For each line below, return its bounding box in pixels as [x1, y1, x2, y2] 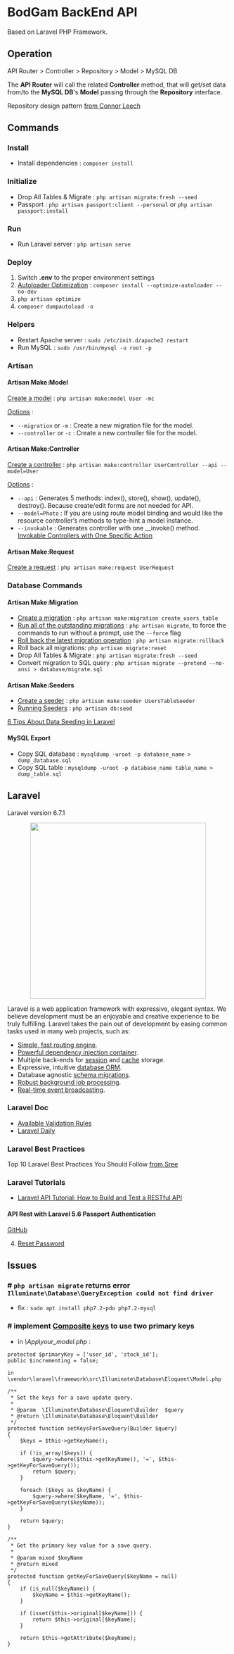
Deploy [7, 257, 32, 267]
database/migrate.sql [39, 666, 103, 673]
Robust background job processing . [17, 1078, 122, 1086]
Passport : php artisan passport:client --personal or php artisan [17, 200, 213, 209]
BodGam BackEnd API [7, 4, 138, 20]
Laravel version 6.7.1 [7, 808, 65, 817]
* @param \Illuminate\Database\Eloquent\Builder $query [10, 1406, 184, 1413]
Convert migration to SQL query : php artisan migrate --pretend [17, 659, 207, 667]
